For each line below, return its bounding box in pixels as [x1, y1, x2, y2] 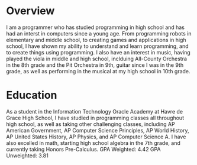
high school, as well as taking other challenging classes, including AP [6, 120, 176, 128]
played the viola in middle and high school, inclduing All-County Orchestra [6, 55, 188, 62]
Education [6, 89, 57, 102]
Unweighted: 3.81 [6, 152, 49, 159]
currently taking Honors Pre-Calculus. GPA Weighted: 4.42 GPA [6, 145, 161, 153]
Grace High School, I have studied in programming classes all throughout [6, 114, 185, 121]
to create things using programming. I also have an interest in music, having [6, 48, 190, 56]
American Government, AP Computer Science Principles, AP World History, [6, 127, 189, 134]
